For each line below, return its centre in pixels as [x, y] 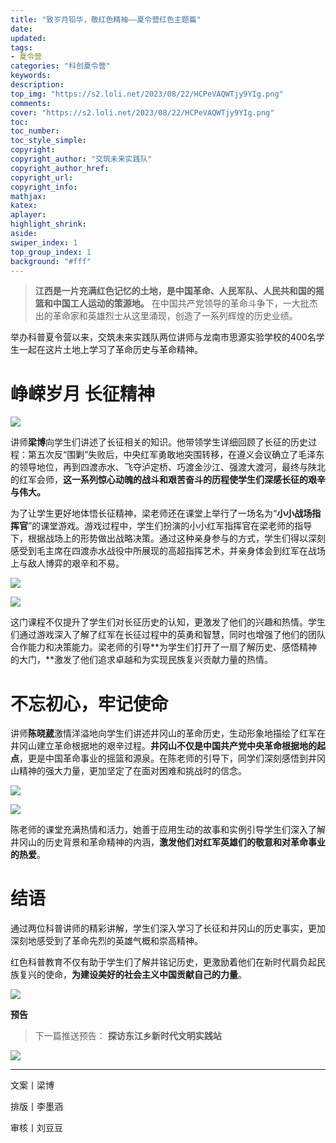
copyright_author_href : [60, 168]
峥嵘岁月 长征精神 [82, 393]
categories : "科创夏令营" [60, 66]
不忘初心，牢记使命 [89, 703]
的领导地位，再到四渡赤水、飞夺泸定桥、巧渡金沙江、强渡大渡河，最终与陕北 [168, 467]
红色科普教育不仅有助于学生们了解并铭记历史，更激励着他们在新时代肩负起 [163, 962]
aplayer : [28, 215]
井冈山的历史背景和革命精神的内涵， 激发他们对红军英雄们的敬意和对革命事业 [168, 842]
